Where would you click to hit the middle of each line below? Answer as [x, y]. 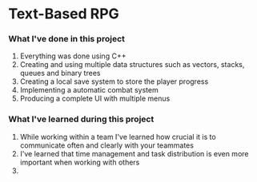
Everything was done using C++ [73, 56]
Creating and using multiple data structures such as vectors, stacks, [132, 65]
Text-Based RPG [64, 14]
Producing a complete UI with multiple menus [95, 99]
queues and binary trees [60, 73]
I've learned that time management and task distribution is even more [134, 153]
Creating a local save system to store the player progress [114, 81]
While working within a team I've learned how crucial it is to [118, 136]
